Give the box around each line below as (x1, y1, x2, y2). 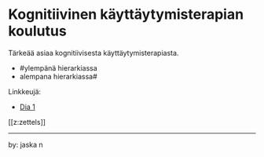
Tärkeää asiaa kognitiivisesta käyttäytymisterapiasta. (8, 48, 179, 57)
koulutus (8, 22, 67, 40)
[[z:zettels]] (8, 117, 46, 126)
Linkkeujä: (8, 86, 42, 96)
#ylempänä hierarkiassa (19, 63, 98, 72)
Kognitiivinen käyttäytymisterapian (8, 5, 244, 24)
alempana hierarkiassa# (19, 71, 98, 81)
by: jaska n (8, 140, 43, 149)
